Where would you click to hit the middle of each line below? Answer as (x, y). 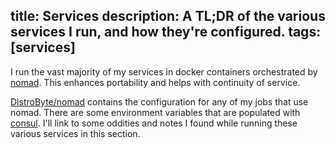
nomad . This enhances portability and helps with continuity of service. (155, 82)
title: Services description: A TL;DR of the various (168, 16)
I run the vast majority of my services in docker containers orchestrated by (164, 71)
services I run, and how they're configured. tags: (166, 32)
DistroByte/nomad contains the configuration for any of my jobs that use (159, 101)
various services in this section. (75, 133)
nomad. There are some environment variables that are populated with (155, 112)
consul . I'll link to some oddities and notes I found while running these (154, 123)
